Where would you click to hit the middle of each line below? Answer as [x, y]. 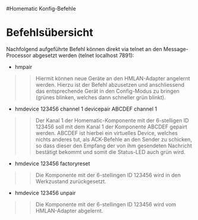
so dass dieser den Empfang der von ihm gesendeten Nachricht [114, 146]
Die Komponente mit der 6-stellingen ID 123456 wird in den [108, 175]
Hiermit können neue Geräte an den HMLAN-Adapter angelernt [113, 78]
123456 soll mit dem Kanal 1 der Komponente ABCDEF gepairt [111, 127]
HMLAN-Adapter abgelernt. [69, 210]
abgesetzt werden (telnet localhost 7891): [83, 55]
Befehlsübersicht [50, 33]
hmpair [23, 67]
